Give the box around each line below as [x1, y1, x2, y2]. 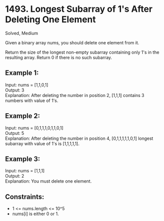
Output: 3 [5, 87, 25, 93]
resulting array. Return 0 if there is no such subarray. [5, 54, 112, 60]
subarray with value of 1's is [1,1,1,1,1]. [5, 140, 80, 146]
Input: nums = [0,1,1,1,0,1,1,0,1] [5, 125, 64, 131]
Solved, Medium [5, 30, 38, 36]
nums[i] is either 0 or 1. [12, 211, 59, 217]
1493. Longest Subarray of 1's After [5, 3, 153, 15]
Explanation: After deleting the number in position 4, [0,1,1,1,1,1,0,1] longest [5, 135, 154, 141]
